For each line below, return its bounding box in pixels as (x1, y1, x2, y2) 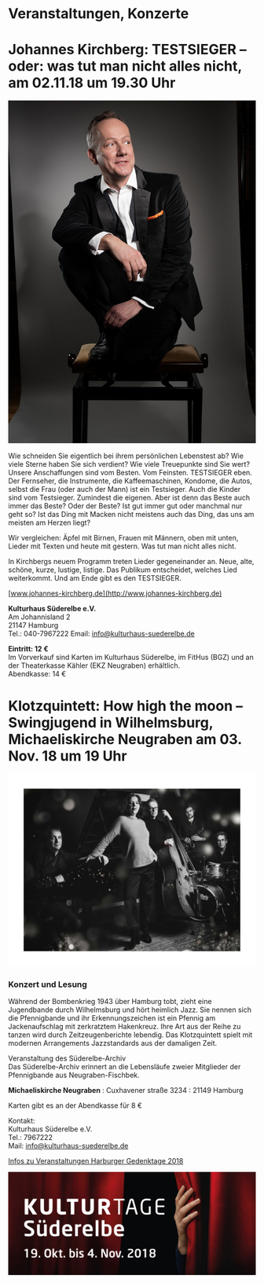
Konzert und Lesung (8, 979, 88, 990)
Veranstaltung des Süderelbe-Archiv (8, 1054, 126, 1063)
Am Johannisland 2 (8, 612, 71, 621)
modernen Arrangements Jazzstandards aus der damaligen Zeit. (8, 1038, 218, 1047)
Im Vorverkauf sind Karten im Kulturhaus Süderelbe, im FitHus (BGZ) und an (8, 653, 254, 662)
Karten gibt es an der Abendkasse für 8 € (8, 1101, 143, 1110)
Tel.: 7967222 (8, 1132, 53, 1142)
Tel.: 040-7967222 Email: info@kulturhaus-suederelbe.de (8, 629, 195, 639)
